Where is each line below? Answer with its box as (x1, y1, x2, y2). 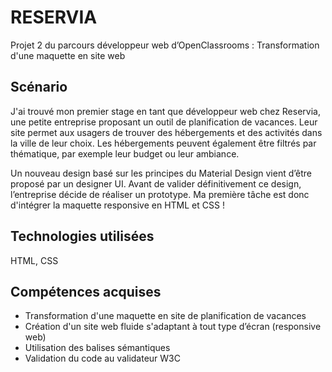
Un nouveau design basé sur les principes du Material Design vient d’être (10, 167, 312, 179)
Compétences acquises (10, 283, 162, 300)
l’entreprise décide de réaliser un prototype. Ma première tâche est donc (10, 188, 310, 200)
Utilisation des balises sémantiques (24, 342, 171, 354)
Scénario (10, 79, 68, 96)
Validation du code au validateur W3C (24, 352, 181, 365)
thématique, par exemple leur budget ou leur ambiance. (10, 147, 240, 160)
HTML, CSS (10, 254, 59, 266)
